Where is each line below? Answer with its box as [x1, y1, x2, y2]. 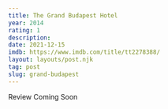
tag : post [8, 63, 41, 71]
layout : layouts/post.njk [8, 56, 93, 64]
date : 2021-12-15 [8, 41, 65, 49]
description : [8, 33, 51, 42]
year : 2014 [8, 19, 44, 27]
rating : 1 [8, 26, 41, 34]
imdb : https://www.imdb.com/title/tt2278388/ [8, 48, 160, 56]
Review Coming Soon [8, 92, 78, 101]
